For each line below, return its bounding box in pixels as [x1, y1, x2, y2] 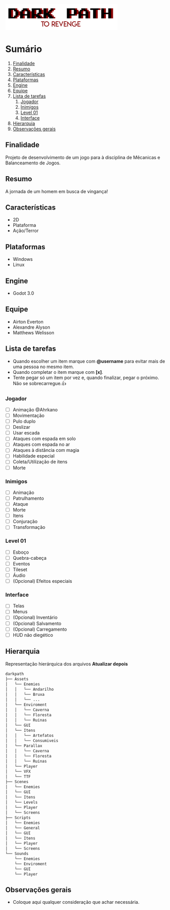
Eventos [12, 560, 30, 566]
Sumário [5, 43, 42, 55]
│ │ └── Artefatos [5, 733, 54, 738]
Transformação [12, 524, 45, 530]
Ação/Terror [12, 227, 39, 234]
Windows [12, 256, 33, 262]
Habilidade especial [12, 453, 55, 459]
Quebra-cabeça [12, 555, 47, 561]
